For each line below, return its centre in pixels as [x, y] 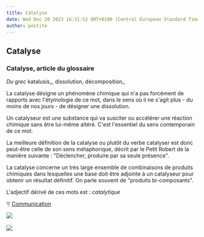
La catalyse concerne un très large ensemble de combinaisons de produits [100, 168]
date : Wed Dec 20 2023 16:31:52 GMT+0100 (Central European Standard [96, 19]
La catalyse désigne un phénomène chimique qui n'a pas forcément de [95, 94]
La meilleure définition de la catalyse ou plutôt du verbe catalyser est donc [100, 143]
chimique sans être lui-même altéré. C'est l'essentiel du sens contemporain [101, 125]
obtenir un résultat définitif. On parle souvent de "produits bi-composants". [100, 180]
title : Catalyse [27, 13]
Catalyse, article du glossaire [50, 68]
